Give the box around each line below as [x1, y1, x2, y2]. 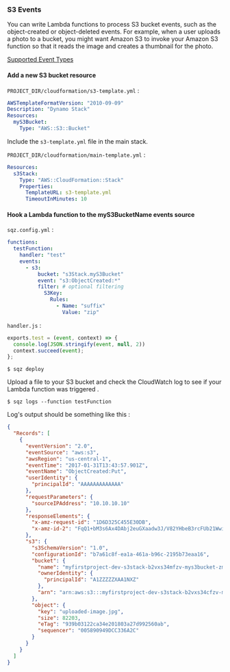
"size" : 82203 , [37, 615, 81, 621]
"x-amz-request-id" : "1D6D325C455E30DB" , [31, 519, 152, 526]
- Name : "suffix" [55, 302, 106, 309]
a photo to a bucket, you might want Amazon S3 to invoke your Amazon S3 [7, 35, 218, 43]
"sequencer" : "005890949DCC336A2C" [37, 628, 139, 634]
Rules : [50, 296, 69, 303]
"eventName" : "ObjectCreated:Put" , [25, 468, 127, 475]
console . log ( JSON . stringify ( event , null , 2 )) [13, 341, 146, 348]
